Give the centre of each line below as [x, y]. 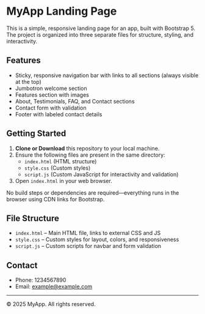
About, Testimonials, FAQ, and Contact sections [75, 101]
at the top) [28, 81]
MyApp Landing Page [62, 11]
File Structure [33, 218]
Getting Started [36, 134]
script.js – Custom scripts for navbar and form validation [88, 246]
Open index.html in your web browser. [64, 181]
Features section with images [52, 95]
